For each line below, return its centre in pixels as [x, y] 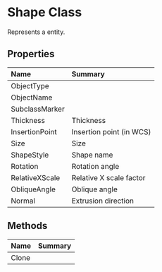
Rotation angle [95, 166]
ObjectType [30, 85]
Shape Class [45, 12]
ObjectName [32, 97]
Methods [27, 226]
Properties [31, 54]
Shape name [92, 155]
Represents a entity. [36, 32]
